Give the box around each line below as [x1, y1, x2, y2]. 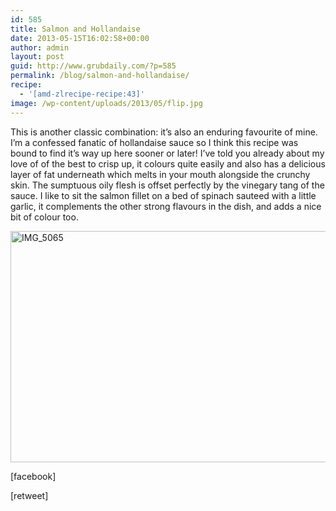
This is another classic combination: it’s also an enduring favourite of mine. [10, 126, 318, 138]
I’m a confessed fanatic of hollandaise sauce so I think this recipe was [10, 136, 299, 148]
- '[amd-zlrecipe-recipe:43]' [19, 89, 145, 99]
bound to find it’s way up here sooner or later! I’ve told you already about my [10, 147, 325, 159]
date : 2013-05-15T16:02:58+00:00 [10, 33, 150, 43]
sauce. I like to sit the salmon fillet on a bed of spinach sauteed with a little [10, 189, 317, 201]
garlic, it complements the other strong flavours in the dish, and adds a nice [10, 200, 322, 212]
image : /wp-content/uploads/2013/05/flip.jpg [10, 98, 203, 108]
